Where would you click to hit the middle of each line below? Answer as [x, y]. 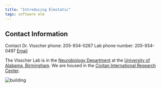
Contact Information [37, 34]
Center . [12, 71]
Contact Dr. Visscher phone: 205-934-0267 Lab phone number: [70, 46]
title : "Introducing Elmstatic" [38, 10]
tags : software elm [25, 14]
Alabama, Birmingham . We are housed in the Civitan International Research [80, 66]
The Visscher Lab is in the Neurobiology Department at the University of [78, 60]
